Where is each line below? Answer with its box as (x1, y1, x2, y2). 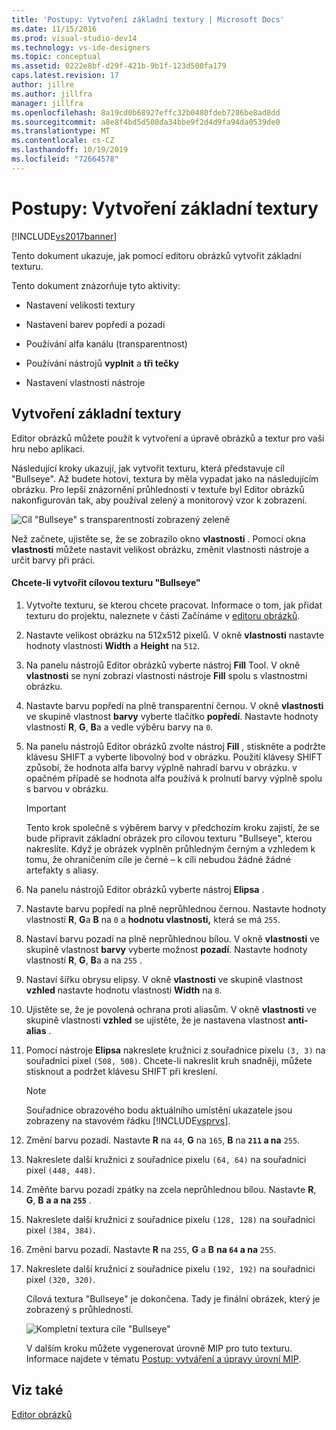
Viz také (11, 1382, 64, 1399)
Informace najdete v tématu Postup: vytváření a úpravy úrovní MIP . (25, 1352, 302, 1365)
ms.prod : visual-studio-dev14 (11, 33, 138, 43)
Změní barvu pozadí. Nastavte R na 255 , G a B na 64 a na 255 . (25, 1243, 277, 1255)
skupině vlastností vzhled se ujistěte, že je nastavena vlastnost (25, 1014, 286, 1026)
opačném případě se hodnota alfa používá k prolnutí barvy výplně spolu (25, 772, 323, 784)
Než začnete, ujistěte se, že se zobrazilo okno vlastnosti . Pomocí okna (11, 532, 306, 545)
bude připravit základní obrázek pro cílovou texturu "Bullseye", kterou (25, 832, 313, 844)
